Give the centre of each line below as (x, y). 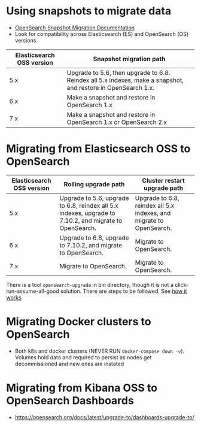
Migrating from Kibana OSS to (82, 388)
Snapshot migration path (129, 59)
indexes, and (153, 213)
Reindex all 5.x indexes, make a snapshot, (125, 80)
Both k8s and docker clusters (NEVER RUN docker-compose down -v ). (100, 351)
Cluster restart (164, 180)
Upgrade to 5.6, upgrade (95, 198)
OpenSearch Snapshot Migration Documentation (75, 28)
